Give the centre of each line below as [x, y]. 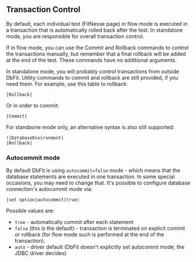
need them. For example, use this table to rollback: [67, 84]
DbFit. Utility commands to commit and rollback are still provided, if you [92, 77]
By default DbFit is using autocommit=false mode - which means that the [93, 171]
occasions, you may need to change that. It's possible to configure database [98, 183]
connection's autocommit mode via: [49, 189]
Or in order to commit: [33, 106]
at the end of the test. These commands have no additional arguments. [91, 60]
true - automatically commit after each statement [74, 222]
